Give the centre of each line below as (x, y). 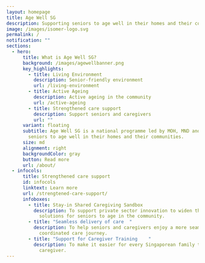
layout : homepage (28, 12)
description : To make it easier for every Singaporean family (114, 245)
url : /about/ (39, 165)
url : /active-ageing (59, 103)
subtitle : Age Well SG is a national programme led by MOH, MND (106, 131)
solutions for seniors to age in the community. (102, 216)
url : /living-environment (66, 86)
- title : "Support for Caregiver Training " (90, 239)
